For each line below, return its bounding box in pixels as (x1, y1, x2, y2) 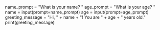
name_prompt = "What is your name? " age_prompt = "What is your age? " (5, 4, 156, 10)
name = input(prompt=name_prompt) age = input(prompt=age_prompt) (5, 9, 149, 15)
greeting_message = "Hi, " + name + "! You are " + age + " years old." (5, 15, 146, 20)
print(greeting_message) (5, 19, 55, 25)
